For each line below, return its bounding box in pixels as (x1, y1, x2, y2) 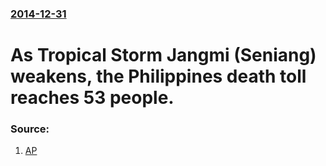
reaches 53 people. (10, 87, 175, 109)
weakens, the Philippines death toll (10, 65, 307, 88)
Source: (10, 122, 50, 136)
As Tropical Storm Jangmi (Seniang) (10, 44, 317, 67)
